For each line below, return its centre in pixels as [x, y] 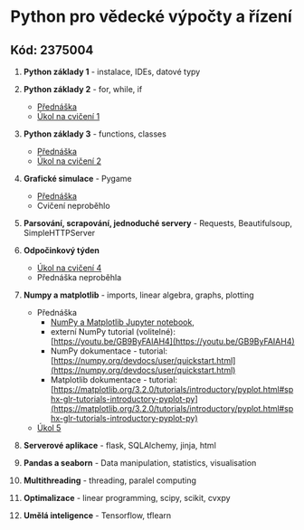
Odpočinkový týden [62, 250]
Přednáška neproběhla [79, 277]
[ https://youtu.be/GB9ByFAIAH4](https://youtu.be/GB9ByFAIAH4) [172, 341]
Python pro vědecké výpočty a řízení [151, 17]
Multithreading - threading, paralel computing [110, 480]
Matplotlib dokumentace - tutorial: [114, 380]
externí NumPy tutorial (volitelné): [113, 331]
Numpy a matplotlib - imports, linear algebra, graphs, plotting [138, 295]
